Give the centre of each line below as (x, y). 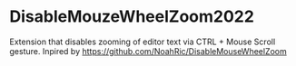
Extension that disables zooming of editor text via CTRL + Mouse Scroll (143, 42)
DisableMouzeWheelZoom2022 (132, 17)
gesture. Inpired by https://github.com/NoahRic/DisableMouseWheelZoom (148, 51)
